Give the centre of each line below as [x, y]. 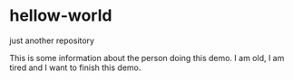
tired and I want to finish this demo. [75, 67]
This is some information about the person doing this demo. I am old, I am [147, 58]
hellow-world [61, 16]
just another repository [52, 40]
